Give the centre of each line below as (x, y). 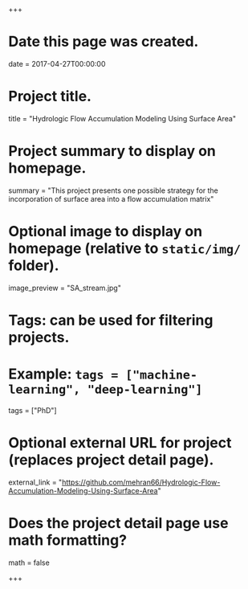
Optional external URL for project (120, 443)
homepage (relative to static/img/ (125, 248)
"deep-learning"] (145, 390)
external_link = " (35, 482)
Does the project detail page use (118, 523)
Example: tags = (63, 374)
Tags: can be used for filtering (111, 320)
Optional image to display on (106, 231)
